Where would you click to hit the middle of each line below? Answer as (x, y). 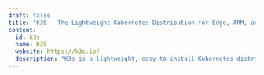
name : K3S (31, 45)
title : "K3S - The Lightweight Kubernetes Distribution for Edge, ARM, (128, 23)
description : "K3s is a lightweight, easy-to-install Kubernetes (125, 59)
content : (22, 30)
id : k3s (28, 37)
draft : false (29, 15)
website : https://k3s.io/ (58, 52)
